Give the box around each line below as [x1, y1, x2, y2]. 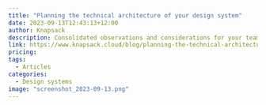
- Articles [15, 63, 51, 71]
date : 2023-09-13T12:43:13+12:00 [8, 19, 119, 27]
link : [8, 41, 26, 49]
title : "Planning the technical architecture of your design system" [8, 11, 243, 20]
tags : [8, 56, 26, 64]
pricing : [8, 48, 37, 56]
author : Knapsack [8, 26, 66, 34]
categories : [8, 70, 47, 78]
